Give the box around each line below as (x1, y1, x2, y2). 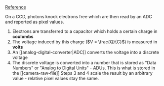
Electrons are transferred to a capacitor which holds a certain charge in (12, 29, 158, 34)
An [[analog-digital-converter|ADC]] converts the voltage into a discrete (12, 49, 160, 55)
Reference (5, 4, 26, 10)
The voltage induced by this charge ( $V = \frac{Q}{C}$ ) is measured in (12, 39, 157, 45)
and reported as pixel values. (5, 19, 64, 25)
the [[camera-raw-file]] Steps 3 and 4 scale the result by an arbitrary (12, 70, 153, 76)
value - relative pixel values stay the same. (12, 76, 99, 81)
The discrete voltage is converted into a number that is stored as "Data (12, 60, 157, 65)
